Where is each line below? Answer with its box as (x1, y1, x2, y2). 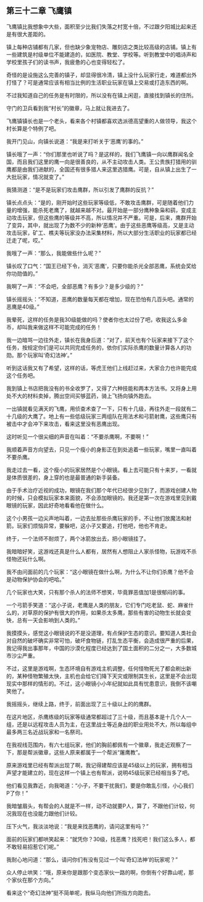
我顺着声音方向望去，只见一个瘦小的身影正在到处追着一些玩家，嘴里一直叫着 (6, 446, 197, 453)
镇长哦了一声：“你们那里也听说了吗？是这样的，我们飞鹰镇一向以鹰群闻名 (6, 150, 189, 158)
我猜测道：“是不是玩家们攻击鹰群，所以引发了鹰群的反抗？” (6, 186, 154, 193)
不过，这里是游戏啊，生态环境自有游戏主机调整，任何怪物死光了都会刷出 (6, 665, 186, 672)
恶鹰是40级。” (6, 303, 40, 310)
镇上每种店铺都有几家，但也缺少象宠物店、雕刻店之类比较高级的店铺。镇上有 (6, 43, 197, 50)
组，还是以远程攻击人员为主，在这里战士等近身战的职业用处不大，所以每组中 (6, 721, 197, 728)
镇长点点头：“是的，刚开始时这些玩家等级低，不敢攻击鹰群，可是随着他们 (6, 199, 189, 206)
